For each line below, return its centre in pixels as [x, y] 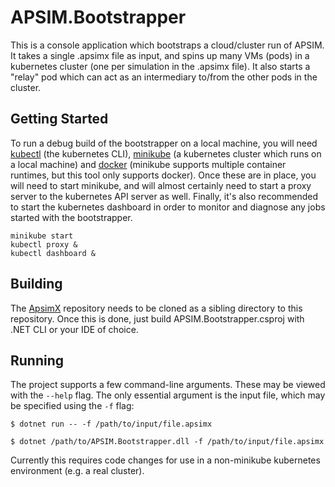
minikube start [42, 236]
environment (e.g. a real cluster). [77, 471]
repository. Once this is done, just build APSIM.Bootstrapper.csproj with [157, 318]
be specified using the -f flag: [72, 406]
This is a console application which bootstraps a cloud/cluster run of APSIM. [167, 45]
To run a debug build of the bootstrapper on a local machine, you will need [164, 143]
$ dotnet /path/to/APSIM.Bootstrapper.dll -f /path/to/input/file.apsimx [167, 442]
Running [37, 360]
